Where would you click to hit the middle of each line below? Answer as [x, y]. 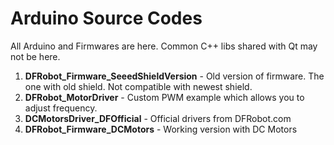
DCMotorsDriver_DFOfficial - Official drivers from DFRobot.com [158, 118]
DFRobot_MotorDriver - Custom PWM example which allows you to [164, 97]
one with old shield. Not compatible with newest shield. [138, 86]
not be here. [35, 56]
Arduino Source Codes [106, 18]
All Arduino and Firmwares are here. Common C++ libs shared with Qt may [164, 46]
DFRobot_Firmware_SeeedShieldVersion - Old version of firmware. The [174, 76]
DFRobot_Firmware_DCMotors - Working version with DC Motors [161, 129]
